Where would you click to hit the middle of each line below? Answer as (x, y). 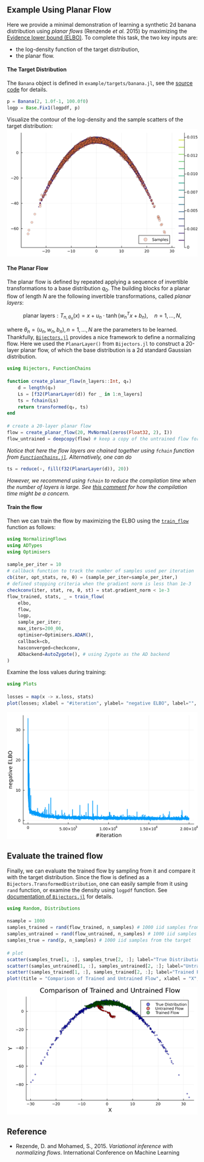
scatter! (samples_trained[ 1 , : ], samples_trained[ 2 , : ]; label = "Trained (100, 972)
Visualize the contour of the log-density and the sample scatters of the (95, 119)
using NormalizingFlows (37, 539)
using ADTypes (25, 546)
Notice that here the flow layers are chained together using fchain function (101, 450)
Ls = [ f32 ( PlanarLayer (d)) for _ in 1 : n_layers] (80, 394)
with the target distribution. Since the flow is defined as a (78, 877)
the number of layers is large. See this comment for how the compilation (97, 487)
